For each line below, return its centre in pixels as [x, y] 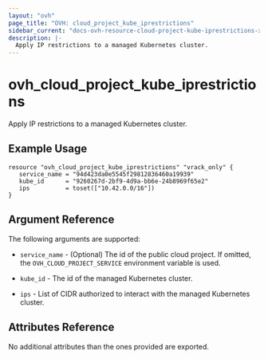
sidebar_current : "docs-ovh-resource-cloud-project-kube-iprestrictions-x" [137, 30]
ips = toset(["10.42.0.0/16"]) [87, 188]
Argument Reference [61, 220]
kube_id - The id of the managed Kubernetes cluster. [106, 278]
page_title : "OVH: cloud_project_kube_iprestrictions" [101, 23]
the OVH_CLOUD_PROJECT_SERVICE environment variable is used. [120, 262]
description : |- [35, 38]
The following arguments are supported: [75, 239]
